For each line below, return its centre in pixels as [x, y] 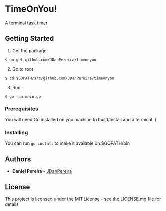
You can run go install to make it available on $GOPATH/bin [68, 143]
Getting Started [30, 39]
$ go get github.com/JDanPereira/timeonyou [51, 60]
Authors [18, 159]
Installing [17, 132]
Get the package [29, 50]
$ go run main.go [23, 96]
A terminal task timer [26, 23]
